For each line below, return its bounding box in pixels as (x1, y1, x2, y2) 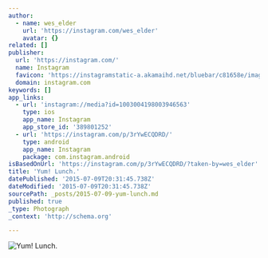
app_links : (8, 93, 45, 101)
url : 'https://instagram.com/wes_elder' (22, 26, 159, 34)
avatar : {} (22, 34, 59, 42)
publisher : (8, 49, 45, 57)
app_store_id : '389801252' (22, 123, 112, 131)
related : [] (8, 42, 48, 50)
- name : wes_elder (15, 19, 77, 27)
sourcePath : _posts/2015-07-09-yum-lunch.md (8, 189, 159, 198)
